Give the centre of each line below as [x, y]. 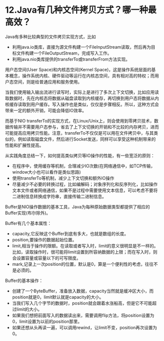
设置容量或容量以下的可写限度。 [49, 258]
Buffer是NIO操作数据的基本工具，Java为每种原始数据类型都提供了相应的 [78, 207]
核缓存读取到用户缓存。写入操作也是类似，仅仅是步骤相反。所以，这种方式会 [82, 104]
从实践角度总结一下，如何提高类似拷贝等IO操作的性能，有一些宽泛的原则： [80, 155]
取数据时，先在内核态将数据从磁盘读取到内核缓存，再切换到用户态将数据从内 [82, 98]
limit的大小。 [29, 309]
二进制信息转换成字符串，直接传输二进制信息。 [59, 196]
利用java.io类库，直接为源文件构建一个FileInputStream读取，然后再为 [82, 47]
